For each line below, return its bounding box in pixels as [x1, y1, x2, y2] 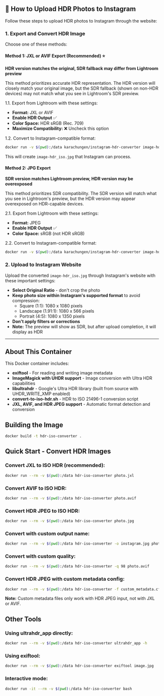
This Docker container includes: [5, 361, 69, 367]
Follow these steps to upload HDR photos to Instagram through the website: [5, 18, 157, 24]
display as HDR [12, 329, 43, 335]
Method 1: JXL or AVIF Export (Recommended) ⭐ [5, 52, 105, 59]
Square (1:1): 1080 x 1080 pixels [19, 302, 83, 309]
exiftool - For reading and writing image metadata [12, 370, 113, 376]
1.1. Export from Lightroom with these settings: [5, 100, 98, 106]
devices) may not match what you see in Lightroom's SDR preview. [5, 91, 140, 97]
